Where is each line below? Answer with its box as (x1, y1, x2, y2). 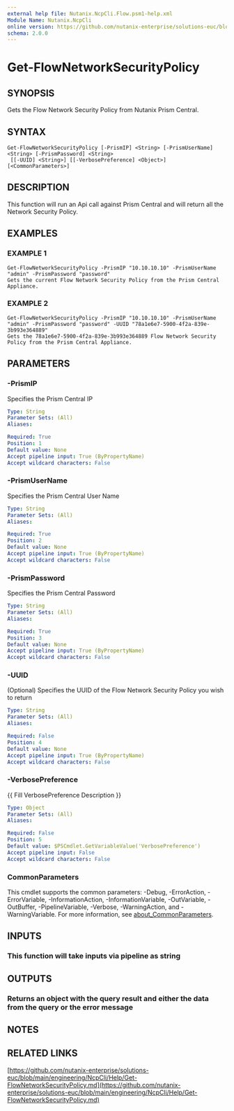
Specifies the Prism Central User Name (7, 492, 120, 500)
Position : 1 (7, 440, 42, 447)
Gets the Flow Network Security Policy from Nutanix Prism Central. (7, 106, 199, 114)
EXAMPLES (7, 228, 58, 240)
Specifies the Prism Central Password (7, 589, 116, 598)
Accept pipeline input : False (7, 849, 95, 856)
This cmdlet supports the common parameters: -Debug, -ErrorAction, (7, 888, 207, 896)
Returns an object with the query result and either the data (7, 993, 209, 1003)
